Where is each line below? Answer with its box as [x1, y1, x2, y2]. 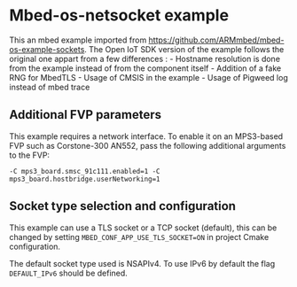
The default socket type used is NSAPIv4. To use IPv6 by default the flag [9, 258, 276, 268]
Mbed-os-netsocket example [9, 5, 229, 26]
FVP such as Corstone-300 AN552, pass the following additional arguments [9, 140, 286, 151]
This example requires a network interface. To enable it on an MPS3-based [9, 130, 284, 142]
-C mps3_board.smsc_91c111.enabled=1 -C [9, 167, 161, 175]
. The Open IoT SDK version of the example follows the [83, 43, 285, 54]
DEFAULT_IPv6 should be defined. [9, 268, 129, 278]
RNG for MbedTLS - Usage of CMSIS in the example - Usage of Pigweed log [9, 72, 288, 82]
